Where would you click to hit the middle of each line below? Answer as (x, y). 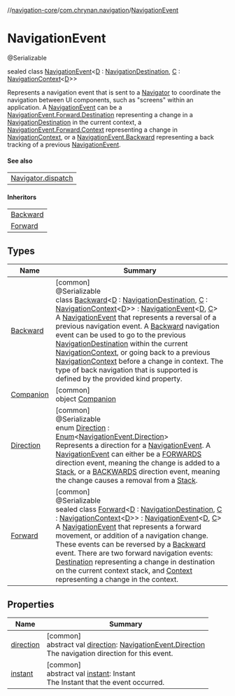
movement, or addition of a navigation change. (132, 535)
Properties (31, 605)
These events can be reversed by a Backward (131, 545)
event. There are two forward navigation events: (134, 553)
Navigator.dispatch (42, 178)
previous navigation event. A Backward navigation (138, 327)
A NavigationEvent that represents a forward (128, 527)
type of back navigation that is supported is (127, 370)
